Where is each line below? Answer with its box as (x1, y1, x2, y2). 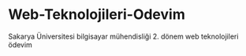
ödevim (8, 39, 33, 49)
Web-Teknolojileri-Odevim (8, 6, 185, 24)
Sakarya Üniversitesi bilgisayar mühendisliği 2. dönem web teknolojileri (8, 32, 239, 41)
